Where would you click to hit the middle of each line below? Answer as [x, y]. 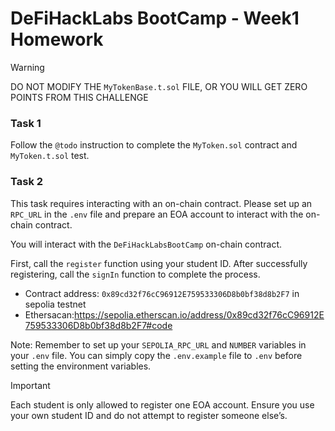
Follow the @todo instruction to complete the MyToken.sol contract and [154, 145]
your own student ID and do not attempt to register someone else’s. [149, 415]
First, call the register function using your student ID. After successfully [159, 263]
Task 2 [27, 182]
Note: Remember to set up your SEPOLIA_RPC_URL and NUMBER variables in [158, 344]
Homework [57, 39]
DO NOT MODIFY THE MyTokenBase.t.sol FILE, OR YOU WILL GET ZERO [159, 86]
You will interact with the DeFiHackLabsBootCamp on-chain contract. [146, 244]
